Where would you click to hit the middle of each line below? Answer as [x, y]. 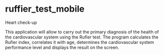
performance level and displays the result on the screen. [62, 47]
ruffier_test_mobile [45, 9]
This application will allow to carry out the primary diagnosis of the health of [82, 32]
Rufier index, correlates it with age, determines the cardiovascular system [80, 42]
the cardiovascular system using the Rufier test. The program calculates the [82, 37]
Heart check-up [21, 22]
